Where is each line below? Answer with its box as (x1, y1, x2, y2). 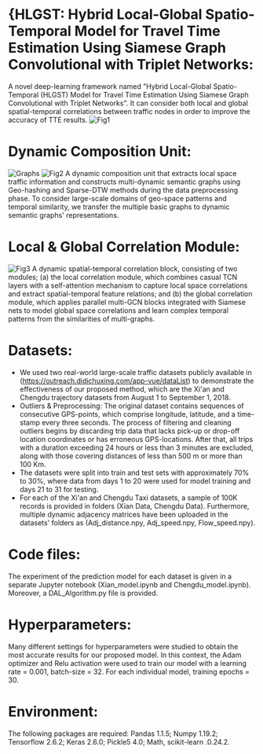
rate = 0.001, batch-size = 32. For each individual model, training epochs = (8, 667, 250, 676)
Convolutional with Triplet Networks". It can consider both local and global (8, 98, 249, 108)
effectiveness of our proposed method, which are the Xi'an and (19, 384, 225, 394)
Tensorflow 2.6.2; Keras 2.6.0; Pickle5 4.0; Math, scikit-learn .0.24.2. (8, 737, 230, 746)
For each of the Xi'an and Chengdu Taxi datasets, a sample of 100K (19, 493, 238, 502)
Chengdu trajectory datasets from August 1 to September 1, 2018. (19, 392, 232, 402)
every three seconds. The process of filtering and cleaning (42, 417, 232, 427)
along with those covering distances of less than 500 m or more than (19, 451, 243, 461)
